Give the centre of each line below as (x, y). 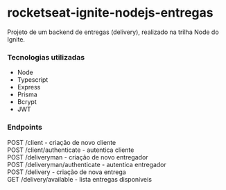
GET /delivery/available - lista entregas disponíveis (80, 179)
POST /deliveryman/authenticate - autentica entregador (87, 164)
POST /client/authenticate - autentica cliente (71, 150)
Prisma (27, 94)
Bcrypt (27, 102)
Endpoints (25, 128)
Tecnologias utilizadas (46, 57)
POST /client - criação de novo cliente (62, 142)
